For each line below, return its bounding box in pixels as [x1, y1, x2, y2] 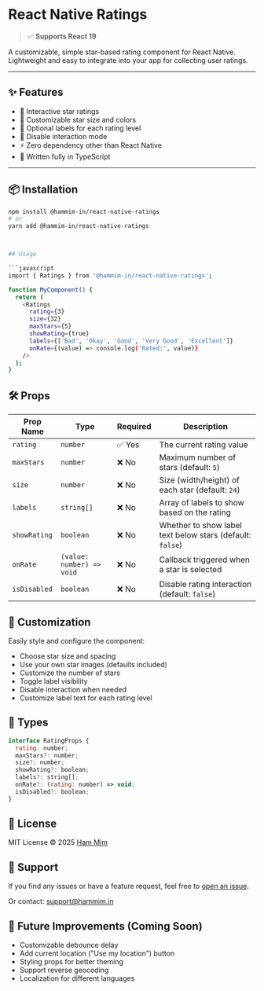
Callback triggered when [159, 554, 250, 565]
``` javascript [8, 265, 55, 273]
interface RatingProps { [8, 736, 90, 744]
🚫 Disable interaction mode [19, 131, 108, 141]
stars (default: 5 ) [159, 462, 220, 473]
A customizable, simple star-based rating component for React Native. [8, 47, 236, 57]
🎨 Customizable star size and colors [19, 115, 136, 124]
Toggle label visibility [19, 676, 88, 685]
